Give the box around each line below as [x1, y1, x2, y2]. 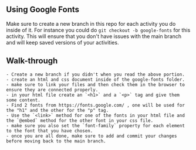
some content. [6, 97, 41, 103]
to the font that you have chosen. [6, 128, 93, 134]
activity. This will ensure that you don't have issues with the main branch [6, 32, 182, 40]
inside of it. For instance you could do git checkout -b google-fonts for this [6, 26, 191, 33]
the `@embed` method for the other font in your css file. [6, 117, 154, 124]
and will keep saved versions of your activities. [6, 39, 119, 46]
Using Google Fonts [6, 5, 80, 15]
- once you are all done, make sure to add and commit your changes [6, 133, 177, 139]
